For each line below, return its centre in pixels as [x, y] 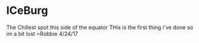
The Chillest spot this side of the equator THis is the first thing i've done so [100, 27]
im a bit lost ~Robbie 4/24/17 [42, 33]
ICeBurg [27, 11]
